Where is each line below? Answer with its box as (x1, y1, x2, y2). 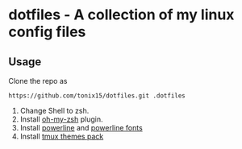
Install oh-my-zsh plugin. (19, 114, 103, 124)
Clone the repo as (8, 77, 68, 85)
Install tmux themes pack (19, 131, 104, 141)
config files (8, 23, 86, 41)
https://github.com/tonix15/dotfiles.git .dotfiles (8, 92, 186, 100)
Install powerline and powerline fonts (19, 123, 143, 132)
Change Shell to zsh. (19, 106, 90, 115)
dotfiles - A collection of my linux (8, 6, 235, 24)
